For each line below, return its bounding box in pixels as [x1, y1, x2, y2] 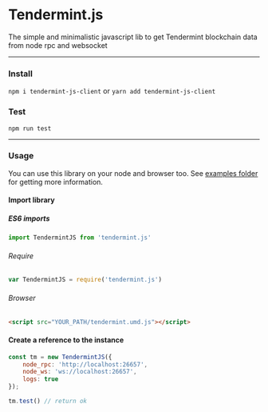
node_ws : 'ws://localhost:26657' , [22, 368, 137, 376]
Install [8, 68, 33, 79]
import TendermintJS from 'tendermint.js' [8, 234, 152, 242]
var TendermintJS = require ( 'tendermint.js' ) [8, 276, 162, 284]
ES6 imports [8, 214, 50, 223]
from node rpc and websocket [8, 40, 108, 50]
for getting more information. [8, 177, 104, 186]
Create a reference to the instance [8, 335, 124, 345]
